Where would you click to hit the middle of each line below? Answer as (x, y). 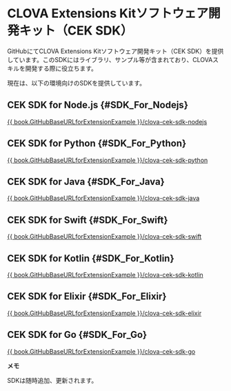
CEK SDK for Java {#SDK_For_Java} (86, 182)
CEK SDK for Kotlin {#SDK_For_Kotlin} (91, 258)
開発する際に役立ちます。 (61, 68)
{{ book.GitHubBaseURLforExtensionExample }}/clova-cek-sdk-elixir (104, 313)
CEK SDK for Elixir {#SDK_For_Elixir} (87, 297)
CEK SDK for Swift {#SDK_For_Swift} (88, 220)
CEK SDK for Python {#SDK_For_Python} (97, 144)
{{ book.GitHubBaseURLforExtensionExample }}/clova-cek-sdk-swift (104, 237)
